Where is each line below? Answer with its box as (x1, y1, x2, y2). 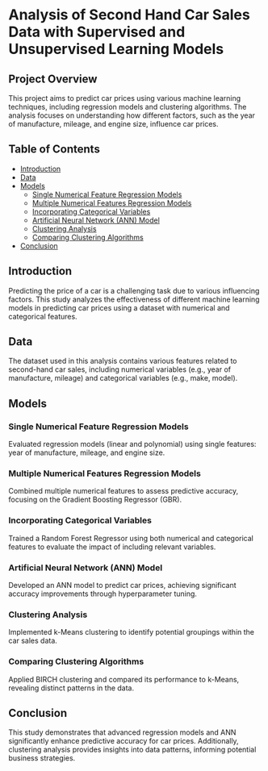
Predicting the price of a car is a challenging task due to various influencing (8, 285, 260, 295)
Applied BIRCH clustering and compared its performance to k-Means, (8, 674, 240, 684)
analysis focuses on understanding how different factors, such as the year (8, 110, 256, 120)
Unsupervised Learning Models (8, 40, 224, 58)
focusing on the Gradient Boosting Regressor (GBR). (8, 494, 182, 505)
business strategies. (8, 753, 76, 763)
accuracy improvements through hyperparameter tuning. (8, 589, 198, 598)
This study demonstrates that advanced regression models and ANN (8, 727, 237, 737)
